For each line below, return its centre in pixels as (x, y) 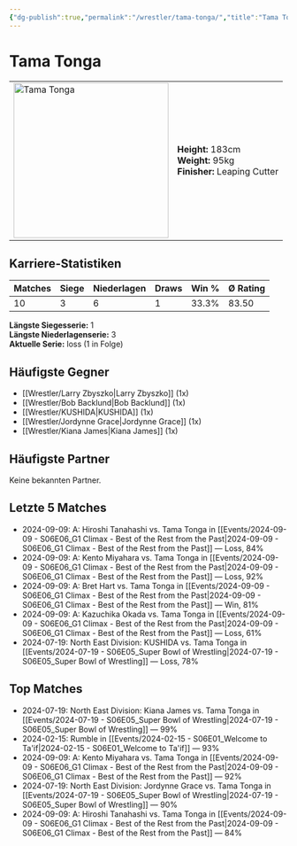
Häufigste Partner (60, 458)
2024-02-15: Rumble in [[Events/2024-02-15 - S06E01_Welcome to (145, 738)
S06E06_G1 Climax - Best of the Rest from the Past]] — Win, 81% (140, 604)
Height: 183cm (209, 149)
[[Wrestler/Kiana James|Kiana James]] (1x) (100, 431)
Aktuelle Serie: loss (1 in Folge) (66, 344)
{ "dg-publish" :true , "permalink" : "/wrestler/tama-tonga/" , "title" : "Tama (144, 17)
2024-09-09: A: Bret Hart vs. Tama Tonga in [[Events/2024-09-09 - (146, 586)
